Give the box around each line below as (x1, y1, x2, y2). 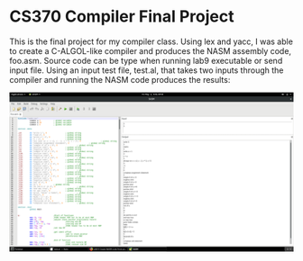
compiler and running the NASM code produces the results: (9, 74, 231, 85)
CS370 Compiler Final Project (9, 6, 234, 27)
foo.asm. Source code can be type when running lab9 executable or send (9, 55, 283, 66)
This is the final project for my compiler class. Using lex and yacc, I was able (9, 36, 293, 47)
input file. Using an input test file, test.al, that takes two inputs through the (9, 65, 284, 76)
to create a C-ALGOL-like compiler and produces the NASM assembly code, (9, 45, 291, 56)
